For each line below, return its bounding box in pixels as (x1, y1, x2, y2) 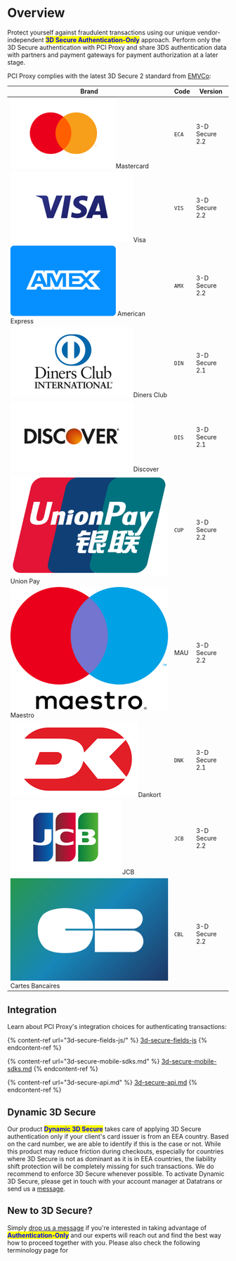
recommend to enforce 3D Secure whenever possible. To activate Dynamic (7, 1169, 225, 1178)
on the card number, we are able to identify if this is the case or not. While (7, 1139, 221, 1148)
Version (199, 87, 223, 96)
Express (10, 317, 34, 325)
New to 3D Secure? (7, 1205, 93, 1217)
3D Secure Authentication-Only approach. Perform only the (45, 35, 221, 44)
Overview (7, 5, 65, 21)
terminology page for (7, 1246, 69, 1254)
